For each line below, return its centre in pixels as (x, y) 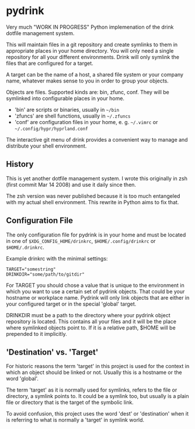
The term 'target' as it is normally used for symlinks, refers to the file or (92, 390)
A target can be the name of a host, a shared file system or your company (95, 74)
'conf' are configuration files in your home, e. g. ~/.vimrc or (86, 122)
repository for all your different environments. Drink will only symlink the (93, 57)
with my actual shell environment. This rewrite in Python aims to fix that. (93, 202)
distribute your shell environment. (46, 146)
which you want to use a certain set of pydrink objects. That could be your (95, 291)
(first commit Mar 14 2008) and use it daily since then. (71, 184)
